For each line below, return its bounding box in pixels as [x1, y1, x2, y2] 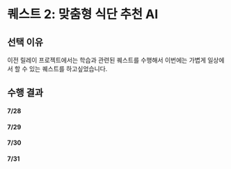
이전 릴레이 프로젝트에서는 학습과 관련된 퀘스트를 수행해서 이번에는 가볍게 [7, 56, 207, 64]
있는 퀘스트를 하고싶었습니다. [29, 65, 108, 73]
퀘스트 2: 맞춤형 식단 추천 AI [7, 6, 159, 22]
